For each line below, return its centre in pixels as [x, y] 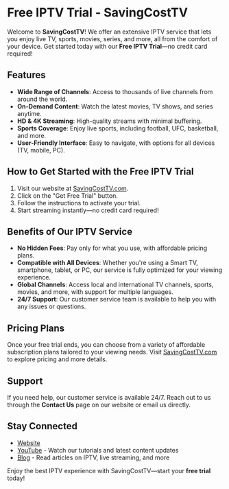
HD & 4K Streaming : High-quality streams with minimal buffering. [109, 121]
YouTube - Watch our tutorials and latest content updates [98, 450]
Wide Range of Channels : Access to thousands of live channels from [115, 91]
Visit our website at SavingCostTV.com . [73, 188]
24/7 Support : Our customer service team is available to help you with [117, 299]
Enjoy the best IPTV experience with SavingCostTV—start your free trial [109, 470]
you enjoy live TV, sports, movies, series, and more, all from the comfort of [112, 38]
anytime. [29, 113]
